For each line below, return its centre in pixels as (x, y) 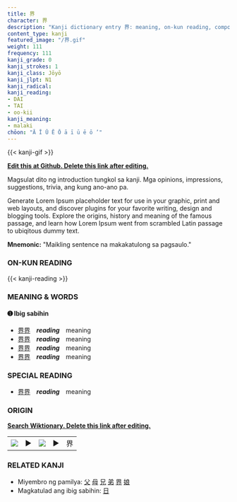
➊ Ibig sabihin (28, 314)
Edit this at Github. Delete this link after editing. (78, 166)
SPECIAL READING (40, 375)
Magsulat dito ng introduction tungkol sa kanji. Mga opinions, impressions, (115, 180)
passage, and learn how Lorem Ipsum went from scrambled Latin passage (115, 223)
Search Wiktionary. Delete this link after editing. (79, 426)
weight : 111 (25, 47)
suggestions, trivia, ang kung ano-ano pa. (68, 187)
